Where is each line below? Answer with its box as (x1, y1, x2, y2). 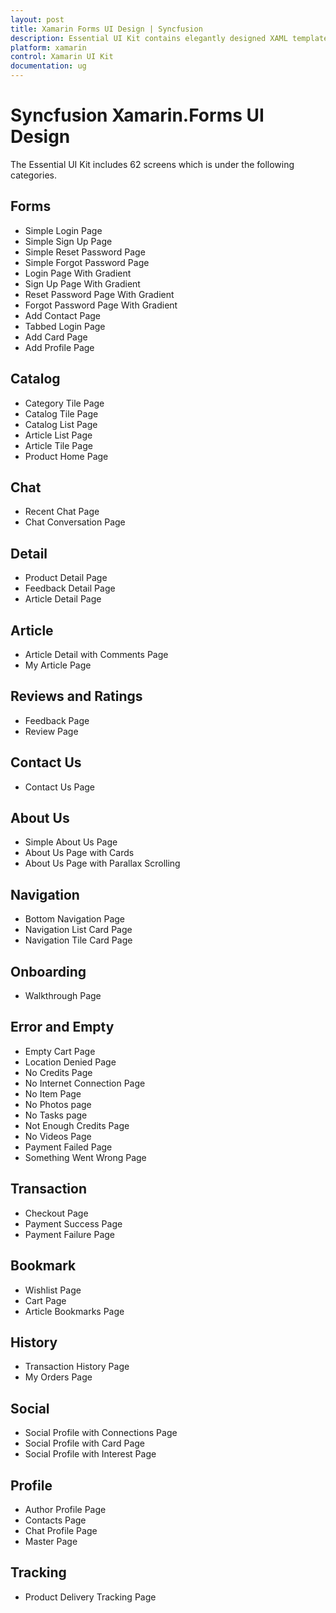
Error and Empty (10, 1019, 115, 1036)
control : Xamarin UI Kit (10, 52, 114, 62)
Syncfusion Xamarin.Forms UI (10, 104, 265, 127)
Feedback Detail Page (24, 582, 116, 595)
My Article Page (24, 659, 92, 671)
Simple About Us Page (24, 836, 118, 848)
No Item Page (24, 1087, 82, 1100)
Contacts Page (24, 1514, 87, 1526)
